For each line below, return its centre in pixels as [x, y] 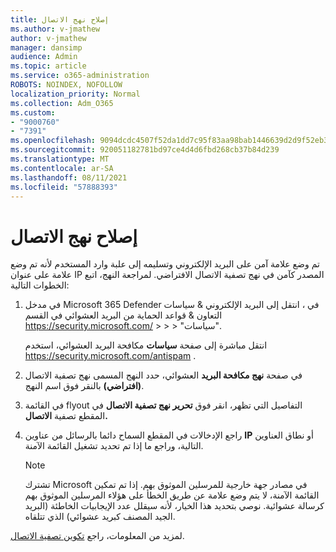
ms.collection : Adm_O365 [62, 103]
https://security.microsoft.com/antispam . [110, 356]
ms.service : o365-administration [80, 76]
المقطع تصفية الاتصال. [66, 416]
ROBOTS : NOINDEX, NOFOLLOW [66, 85]
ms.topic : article [48, 66]
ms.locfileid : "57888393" [64, 187]
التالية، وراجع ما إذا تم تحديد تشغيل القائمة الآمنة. [114, 446]
